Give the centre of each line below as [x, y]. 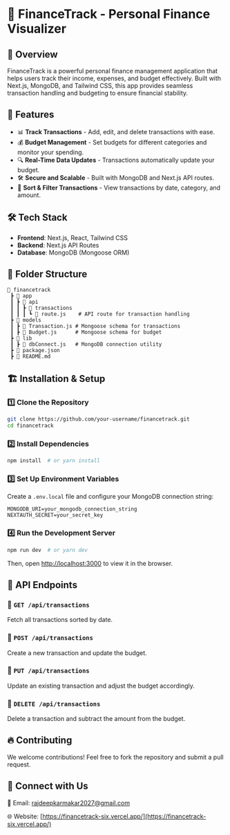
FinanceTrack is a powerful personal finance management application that [113, 71]
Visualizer [37, 29]
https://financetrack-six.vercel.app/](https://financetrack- [124, 816]
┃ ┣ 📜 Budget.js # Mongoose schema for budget [86, 332]
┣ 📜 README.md [30, 357]
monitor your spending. [50, 152]
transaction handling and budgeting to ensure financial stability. [98, 93]
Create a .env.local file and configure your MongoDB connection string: [111, 497]
